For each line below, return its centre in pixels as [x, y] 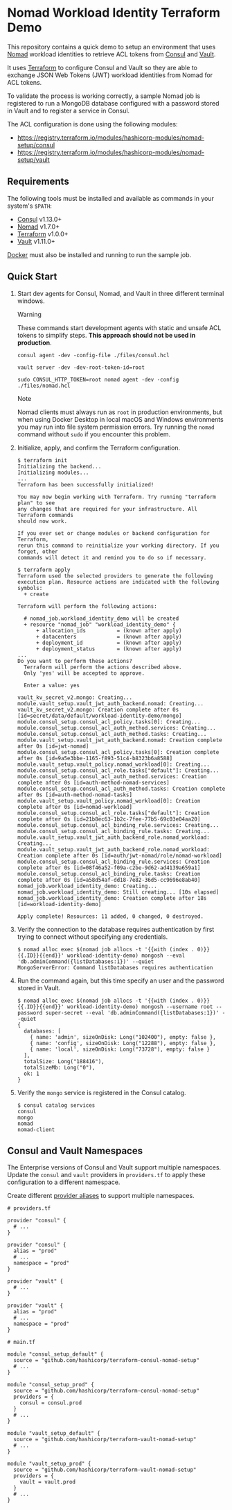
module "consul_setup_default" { [55, 1354]
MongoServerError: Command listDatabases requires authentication [115, 967]
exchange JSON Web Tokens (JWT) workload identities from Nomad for [110, 75]
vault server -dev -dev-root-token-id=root [81, 367]
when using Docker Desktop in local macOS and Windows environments [120, 419]
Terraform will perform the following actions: [87, 606]
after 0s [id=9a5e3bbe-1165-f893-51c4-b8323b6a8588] [95, 758]
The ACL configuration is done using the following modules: [92, 124]
